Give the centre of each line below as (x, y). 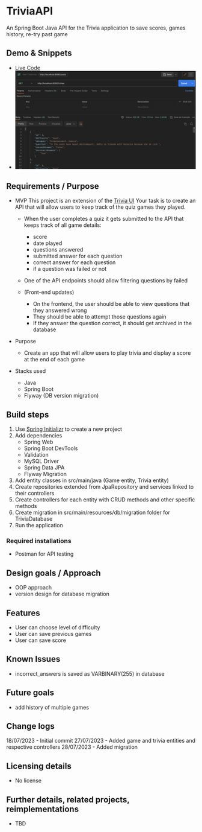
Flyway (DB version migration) (61, 396)
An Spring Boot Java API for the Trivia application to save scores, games (96, 28)
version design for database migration (62, 594)
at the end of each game (54, 360)
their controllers (35, 494)
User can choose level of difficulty (57, 627)
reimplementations (43, 809)
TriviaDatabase (34, 519)
